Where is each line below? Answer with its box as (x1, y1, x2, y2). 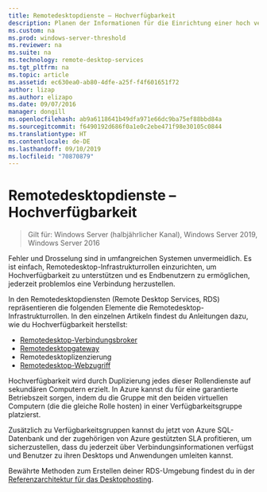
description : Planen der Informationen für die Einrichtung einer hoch (8, 19, 250, 27)
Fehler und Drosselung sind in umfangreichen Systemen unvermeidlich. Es (8, 254, 252, 264)
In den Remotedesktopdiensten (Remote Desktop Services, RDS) (8, 295, 220, 304)
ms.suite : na (8, 49, 52, 57)
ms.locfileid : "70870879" (8, 152, 94, 160)
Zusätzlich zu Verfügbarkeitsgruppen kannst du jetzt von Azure (8, 425, 216, 435)
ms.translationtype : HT (8, 130, 87, 138)
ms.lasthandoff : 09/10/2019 (8, 145, 102, 153)
